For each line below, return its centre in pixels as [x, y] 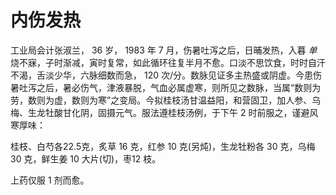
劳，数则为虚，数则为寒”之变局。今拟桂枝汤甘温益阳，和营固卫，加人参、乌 [166, 100]
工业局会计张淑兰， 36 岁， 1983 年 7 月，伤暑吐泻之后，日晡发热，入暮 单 [164, 50]
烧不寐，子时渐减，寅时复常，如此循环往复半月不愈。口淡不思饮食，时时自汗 [168, 62]
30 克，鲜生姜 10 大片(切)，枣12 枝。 [86, 158]
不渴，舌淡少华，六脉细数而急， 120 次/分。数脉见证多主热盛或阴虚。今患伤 [166, 75]
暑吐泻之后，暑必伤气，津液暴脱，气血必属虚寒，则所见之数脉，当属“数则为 [166, 87]
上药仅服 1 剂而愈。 [50, 180]
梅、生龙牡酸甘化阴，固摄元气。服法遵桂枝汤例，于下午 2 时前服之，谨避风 [164, 112]
